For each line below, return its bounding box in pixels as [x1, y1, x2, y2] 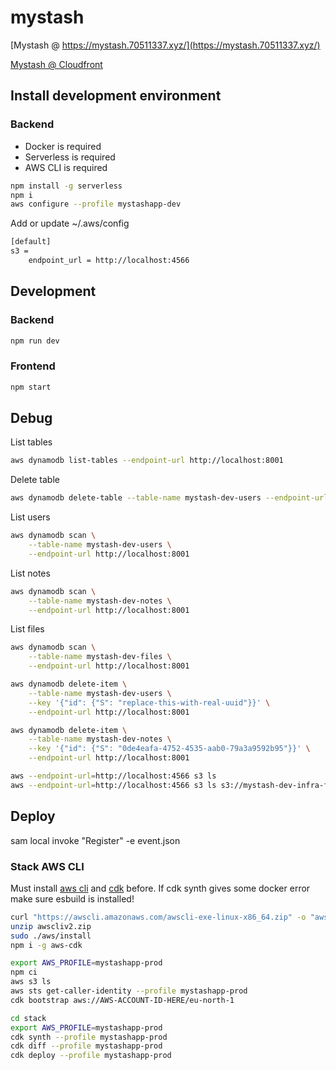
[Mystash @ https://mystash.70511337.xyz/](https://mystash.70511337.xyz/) [10, 39, 321, 51]
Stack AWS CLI [10, 859, 85, 873]
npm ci [10, 967, 38, 978]
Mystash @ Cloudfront [10, 58, 103, 70]
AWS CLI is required [24, 161, 108, 173]
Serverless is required [24, 151, 116, 163]
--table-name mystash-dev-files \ [28, 652, 172, 662]
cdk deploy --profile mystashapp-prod [10, 1051, 172, 1061]
